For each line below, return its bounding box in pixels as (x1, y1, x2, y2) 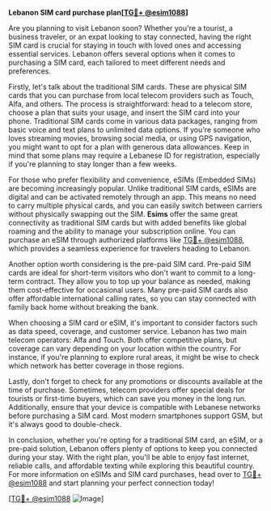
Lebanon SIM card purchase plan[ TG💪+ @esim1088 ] (8, 8, 188, 17)
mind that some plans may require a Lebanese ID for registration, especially (8, 150, 260, 160)
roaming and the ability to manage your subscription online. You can (8, 226, 236, 236)
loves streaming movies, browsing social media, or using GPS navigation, (8, 133, 252, 143)
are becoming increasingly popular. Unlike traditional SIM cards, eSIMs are (8, 184, 257, 193)
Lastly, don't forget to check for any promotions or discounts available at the (8, 377, 263, 386)
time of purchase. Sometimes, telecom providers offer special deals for (8, 385, 245, 395)
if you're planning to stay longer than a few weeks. (8, 159, 177, 169)
